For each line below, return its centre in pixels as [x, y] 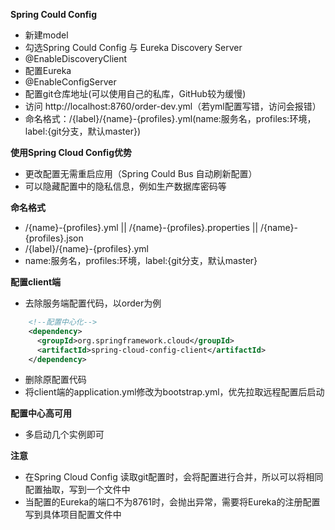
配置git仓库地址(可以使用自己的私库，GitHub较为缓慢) [135, 93]
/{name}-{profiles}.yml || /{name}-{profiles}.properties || [141, 227]
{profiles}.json [54, 238]
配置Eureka [48, 70]
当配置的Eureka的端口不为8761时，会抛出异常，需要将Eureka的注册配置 [172, 502]
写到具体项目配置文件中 [73, 515]
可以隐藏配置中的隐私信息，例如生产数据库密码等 [125, 186]
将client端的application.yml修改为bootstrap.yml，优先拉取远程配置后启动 [174, 392]
